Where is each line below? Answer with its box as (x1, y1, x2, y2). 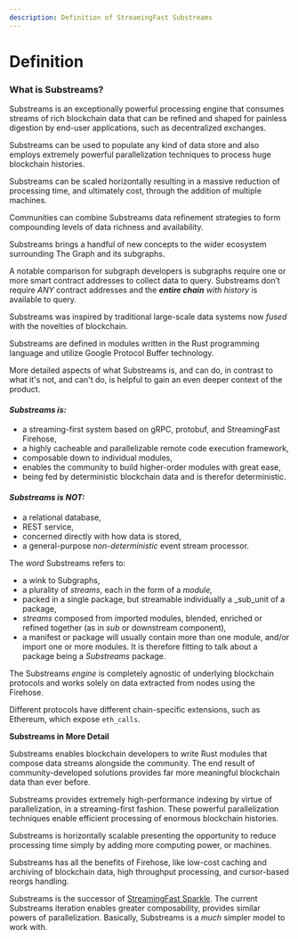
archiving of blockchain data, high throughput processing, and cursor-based (9, 866, 289, 877)
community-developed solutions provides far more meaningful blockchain (9, 767, 280, 778)
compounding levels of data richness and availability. (9, 222, 204, 233)
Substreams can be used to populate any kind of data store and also (9, 140, 260, 151)
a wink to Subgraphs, (21, 574, 101, 585)
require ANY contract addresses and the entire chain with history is (9, 284, 258, 295)
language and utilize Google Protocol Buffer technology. (9, 348, 214, 358)
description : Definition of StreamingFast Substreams (9, 12, 213, 22)
